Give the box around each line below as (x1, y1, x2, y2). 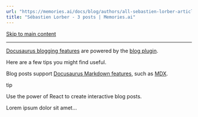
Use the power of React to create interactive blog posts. (6, 92, 142, 100)
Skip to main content (6, 30, 57, 37)
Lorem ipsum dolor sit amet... (6, 104, 77, 111)
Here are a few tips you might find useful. (6, 58, 107, 65)
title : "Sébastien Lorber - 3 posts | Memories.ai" (6, 14, 136, 20)
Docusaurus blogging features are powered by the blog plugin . (6, 47, 159, 54)
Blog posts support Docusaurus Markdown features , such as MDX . (6, 70, 169, 77)
